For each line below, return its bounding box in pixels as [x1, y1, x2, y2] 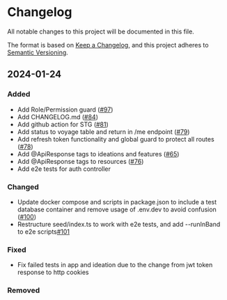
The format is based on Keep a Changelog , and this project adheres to [7, 40, 209, 49]
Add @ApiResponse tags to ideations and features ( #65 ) [17, 149, 180, 158]
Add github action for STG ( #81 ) [17, 120, 109, 128]
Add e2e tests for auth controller [17, 165, 111, 173]
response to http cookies [17, 268, 89, 276]
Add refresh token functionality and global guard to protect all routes [17, 135, 214, 143]
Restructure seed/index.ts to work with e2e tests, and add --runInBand [17, 220, 221, 228]
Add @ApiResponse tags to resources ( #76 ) [17, 157, 144, 165]
